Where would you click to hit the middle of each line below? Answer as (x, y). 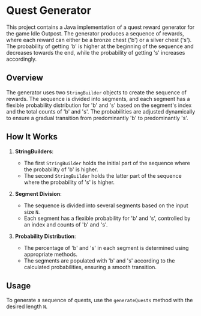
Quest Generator (49, 11)
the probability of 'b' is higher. (61, 169)
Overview (25, 78)
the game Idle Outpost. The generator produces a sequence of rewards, (95, 33)
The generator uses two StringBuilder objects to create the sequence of (97, 92)
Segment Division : (38, 193)
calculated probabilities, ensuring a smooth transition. (90, 267)
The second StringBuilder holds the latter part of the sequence (103, 175)
